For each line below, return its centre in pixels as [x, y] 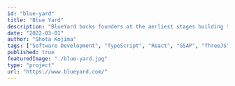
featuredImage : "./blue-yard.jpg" [58, 59]
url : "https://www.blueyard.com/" [58, 71]
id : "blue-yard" [31, 14]
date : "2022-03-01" [36, 33]
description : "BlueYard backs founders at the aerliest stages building [115, 26]
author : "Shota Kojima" [42, 40]
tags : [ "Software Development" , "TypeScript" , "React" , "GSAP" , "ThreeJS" [119, 46]
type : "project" [31, 65]
